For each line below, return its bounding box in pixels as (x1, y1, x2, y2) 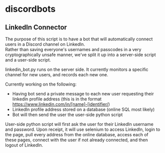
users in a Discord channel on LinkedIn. (5, 41, 85, 47)
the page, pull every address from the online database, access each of (5, 132, 149, 137)
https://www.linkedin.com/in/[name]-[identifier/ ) (12, 101, 110, 107)
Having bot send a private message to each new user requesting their (12, 91, 154, 96)
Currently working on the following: (5, 81, 77, 87)
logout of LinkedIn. (5, 142, 43, 148)
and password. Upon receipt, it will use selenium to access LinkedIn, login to (5, 126, 161, 132)
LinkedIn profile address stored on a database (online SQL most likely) (12, 107, 155, 112)
